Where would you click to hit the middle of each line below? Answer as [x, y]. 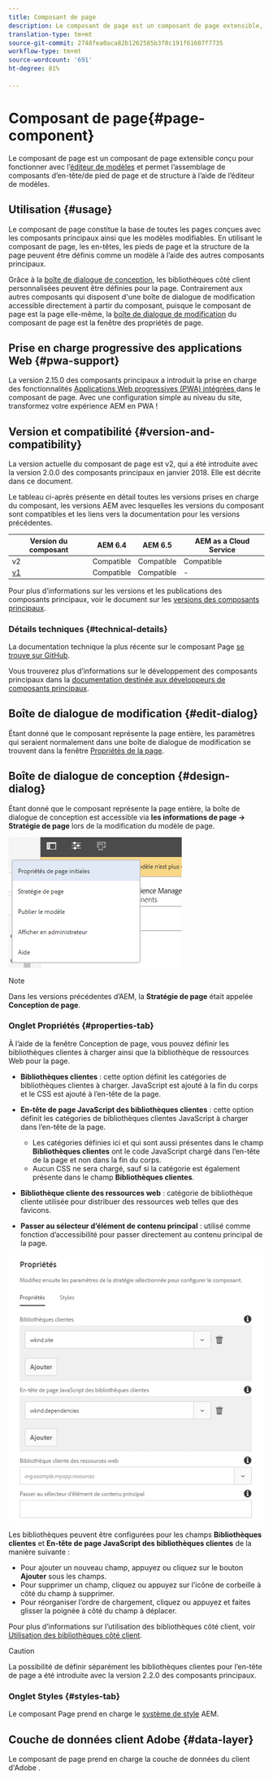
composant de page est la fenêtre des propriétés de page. [106, 322]
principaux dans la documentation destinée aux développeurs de [117, 679]
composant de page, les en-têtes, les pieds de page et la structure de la [129, 246]
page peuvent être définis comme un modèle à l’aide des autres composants [136, 255]
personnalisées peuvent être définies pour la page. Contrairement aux [126, 288]
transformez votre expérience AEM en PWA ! [83, 406]
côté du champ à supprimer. [67, 1593]
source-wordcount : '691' [50, 60]
